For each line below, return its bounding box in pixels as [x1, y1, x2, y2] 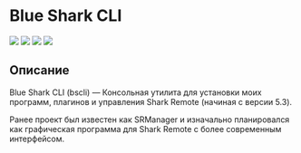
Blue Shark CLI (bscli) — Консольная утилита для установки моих [9, 87, 262, 98]
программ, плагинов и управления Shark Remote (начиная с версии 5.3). [9, 96, 293, 107]
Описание [9, 62, 70, 78]
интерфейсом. [9, 133, 65, 144]
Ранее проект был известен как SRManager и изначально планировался [9, 114, 290, 125]
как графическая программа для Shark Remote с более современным [9, 123, 282, 134]
